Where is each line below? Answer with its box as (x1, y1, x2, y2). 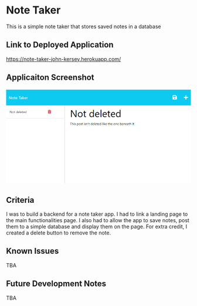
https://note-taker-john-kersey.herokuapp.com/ (6, 55, 121, 62)
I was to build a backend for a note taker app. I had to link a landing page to (6, 210, 188, 217)
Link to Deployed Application (6, 40, 114, 50)
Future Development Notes (6, 279, 107, 289)
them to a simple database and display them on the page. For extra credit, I (6, 223, 188, 230)
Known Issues (6, 246, 59, 256)
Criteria (6, 195, 35, 205)
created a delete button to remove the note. (6, 229, 111, 236)
